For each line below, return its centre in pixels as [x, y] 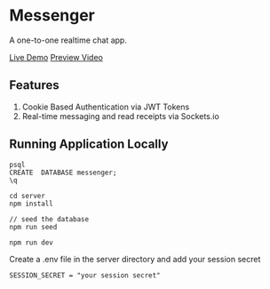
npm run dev [31, 242]
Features [34, 85]
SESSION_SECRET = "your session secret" [85, 275]
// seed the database [49, 219]
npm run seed [33, 227]
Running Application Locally [89, 144]
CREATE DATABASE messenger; [63, 173]
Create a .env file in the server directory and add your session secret [135, 259]
